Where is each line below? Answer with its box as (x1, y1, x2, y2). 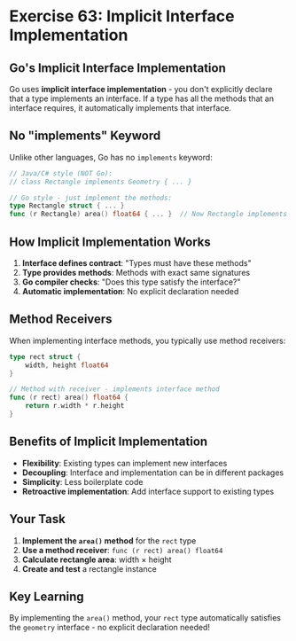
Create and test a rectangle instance (21, 563, 157, 574)
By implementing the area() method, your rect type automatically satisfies (9, 613, 282, 623)
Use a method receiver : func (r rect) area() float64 (21, 544, 223, 555)
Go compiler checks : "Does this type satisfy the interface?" (21, 277, 241, 287)
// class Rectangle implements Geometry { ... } (9, 177, 192, 186)
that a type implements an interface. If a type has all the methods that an (9, 93, 275, 104)
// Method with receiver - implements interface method (9, 385, 220, 394)
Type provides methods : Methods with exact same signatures (21, 268, 251, 278)
